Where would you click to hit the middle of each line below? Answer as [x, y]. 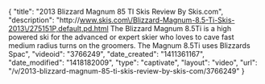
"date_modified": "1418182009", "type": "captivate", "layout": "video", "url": [133, 62]
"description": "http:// [44, 20]
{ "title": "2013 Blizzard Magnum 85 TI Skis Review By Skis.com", [116, 12]
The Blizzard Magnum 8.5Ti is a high [171, 28]
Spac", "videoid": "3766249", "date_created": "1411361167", [107, 54]
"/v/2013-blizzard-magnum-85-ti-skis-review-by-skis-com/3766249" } [126, 71]
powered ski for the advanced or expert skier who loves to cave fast [122, 37]
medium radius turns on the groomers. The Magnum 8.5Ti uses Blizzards [130, 46]
